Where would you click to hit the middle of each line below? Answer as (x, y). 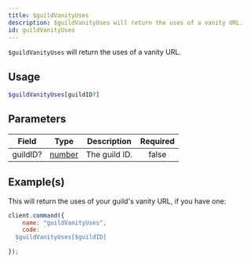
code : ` (34, 230)
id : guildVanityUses (42, 30)
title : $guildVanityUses (49, 15)
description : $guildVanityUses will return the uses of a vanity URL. (126, 23)
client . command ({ (36, 215)
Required (157, 141)
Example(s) (36, 182)
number (64, 154)
